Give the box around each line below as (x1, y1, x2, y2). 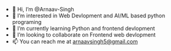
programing (12, 19, 42, 25)
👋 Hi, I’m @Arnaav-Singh (12, 6, 74, 13)
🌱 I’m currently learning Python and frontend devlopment (12, 25, 155, 32)
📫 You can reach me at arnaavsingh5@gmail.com (12, 38, 138, 45)
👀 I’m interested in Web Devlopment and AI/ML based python (12, 12, 166, 19)
